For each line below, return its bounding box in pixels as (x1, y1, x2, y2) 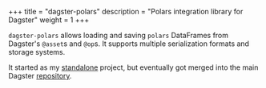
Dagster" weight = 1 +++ (8, 15, 90, 25)
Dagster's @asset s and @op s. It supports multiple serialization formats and (8, 39, 250, 48)
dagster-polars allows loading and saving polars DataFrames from (8, 31, 229, 40)
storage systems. (8, 48, 66, 56)
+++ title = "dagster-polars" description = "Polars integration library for (8, 7, 244, 16)
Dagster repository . (8, 71, 72, 80)
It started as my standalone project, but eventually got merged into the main (8, 63, 259, 72)
